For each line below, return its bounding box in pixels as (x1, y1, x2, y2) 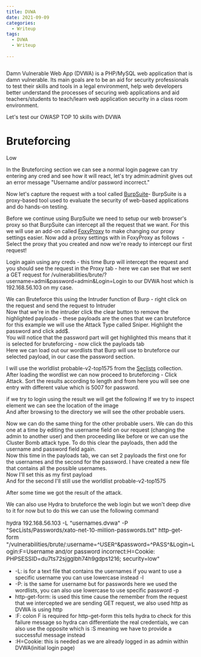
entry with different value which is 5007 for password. (6, 384, 139, 391)
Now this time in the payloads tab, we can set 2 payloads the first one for (6, 451, 187, 459)
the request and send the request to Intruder (6, 302, 116, 309)
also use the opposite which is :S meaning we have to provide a (14, 625, 172, 632)
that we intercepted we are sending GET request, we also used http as (14, 599, 188, 607)
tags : (6, 31, 20, 37)
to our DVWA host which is (127, 277, 194, 284)
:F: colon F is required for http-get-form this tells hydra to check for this (14, 612, 191, 619)
